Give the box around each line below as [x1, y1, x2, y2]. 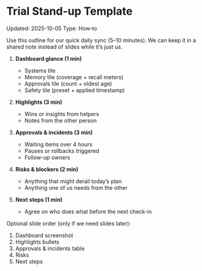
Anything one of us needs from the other [24, 184, 128, 191]
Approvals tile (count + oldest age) [24, 80, 112, 87]
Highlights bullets [15, 238, 60, 245]
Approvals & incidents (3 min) [15, 128, 93, 136]
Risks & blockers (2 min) [15, 165, 79, 173]
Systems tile [24, 66, 56, 74]
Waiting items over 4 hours [24, 140, 93, 148]
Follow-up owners [24, 154, 71, 161]
